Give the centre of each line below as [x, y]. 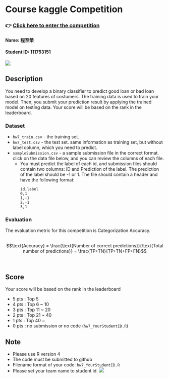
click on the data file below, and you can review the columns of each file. [88, 159]
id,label [29, 189]
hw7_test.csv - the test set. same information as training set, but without [88, 142]
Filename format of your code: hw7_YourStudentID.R [66, 365]
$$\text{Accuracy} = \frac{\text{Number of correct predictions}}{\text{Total [85, 246]
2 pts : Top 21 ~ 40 [32, 315]
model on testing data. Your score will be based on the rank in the [74, 107]
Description [24, 79]
